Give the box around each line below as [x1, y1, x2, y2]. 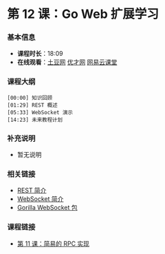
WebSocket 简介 [16, 195, 64, 203]
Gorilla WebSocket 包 [16, 204, 78, 212]
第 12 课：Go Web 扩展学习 [7, 6, 159, 22]
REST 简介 [16, 187, 47, 195]
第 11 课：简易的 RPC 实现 [16, 239, 90, 248]
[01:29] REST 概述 [7, 101, 58, 109]
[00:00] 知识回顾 [7, 94, 53, 101]
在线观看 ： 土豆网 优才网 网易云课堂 [16, 58, 118, 66]
